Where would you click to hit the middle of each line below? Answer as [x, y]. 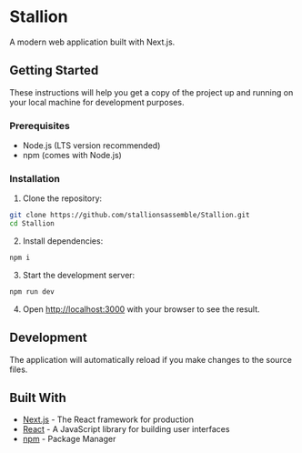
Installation [35, 178]
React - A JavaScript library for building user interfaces [126, 429]
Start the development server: [79, 275]
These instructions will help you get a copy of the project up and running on [151, 92]
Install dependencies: [63, 241]
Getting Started [54, 70]
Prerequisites [40, 126]
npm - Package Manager [69, 439]
